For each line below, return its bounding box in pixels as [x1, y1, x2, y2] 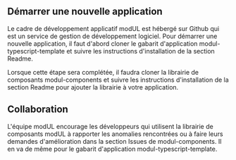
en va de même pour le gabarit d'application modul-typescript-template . [7, 144, 218, 153]
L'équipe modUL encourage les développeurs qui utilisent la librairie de [7, 122, 213, 130]
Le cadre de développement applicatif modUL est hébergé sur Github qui [7, 24, 220, 32]
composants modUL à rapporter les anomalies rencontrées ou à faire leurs [7, 130, 223, 138]
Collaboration [7, 104, 68, 116]
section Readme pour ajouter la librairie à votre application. [7, 82, 179, 91]
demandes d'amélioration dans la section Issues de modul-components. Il [7, 137, 222, 145]
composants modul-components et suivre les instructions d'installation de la [7, 75, 229, 84]
